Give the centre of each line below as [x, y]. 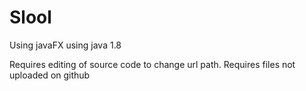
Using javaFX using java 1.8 [65, 45]
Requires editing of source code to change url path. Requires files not [152, 64]
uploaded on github [50, 75]
